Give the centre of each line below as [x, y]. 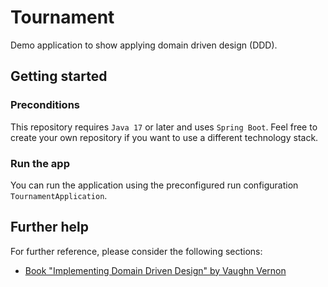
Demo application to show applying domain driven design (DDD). [144, 45]
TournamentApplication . [59, 195]
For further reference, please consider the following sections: [136, 251]
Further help [50, 227]
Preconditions [45, 105]
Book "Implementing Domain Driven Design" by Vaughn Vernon [155, 270]
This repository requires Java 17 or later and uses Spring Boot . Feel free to [164, 127]
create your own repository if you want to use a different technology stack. [164, 137]
